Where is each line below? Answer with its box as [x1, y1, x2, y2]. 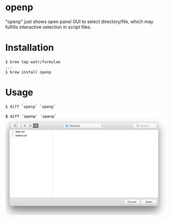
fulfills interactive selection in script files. [5, 24, 92, 30]
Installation [5, 42, 54, 54]
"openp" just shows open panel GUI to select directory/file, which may [5, 18, 154, 25]
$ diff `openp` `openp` [5, 104, 56, 109]
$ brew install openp [5, 70, 52, 75]
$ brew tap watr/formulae [5, 59, 60, 64]
